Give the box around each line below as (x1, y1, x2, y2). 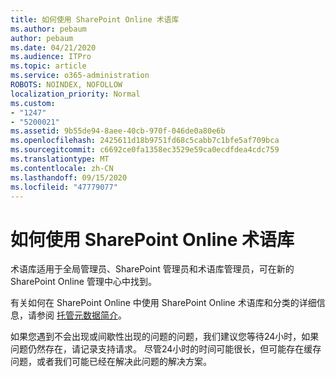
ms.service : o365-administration (10, 71, 150, 81)
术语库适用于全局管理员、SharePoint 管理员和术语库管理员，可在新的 (10, 263, 295, 275)
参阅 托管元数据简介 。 (36, 309, 127, 321)
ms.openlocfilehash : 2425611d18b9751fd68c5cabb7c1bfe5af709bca (10, 136, 280, 146)
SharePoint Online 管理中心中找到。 (10, 276, 157, 288)
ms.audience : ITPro (10, 52, 92, 62)
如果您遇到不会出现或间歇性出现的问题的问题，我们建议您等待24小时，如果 (10, 331, 320, 343)
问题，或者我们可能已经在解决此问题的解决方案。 (10, 356, 212, 368)
